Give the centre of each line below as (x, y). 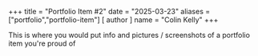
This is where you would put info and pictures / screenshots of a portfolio (129, 35)
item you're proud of (42, 43)
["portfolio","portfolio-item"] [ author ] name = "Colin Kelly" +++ (113, 20)
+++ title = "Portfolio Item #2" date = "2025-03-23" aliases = (109, 11)
